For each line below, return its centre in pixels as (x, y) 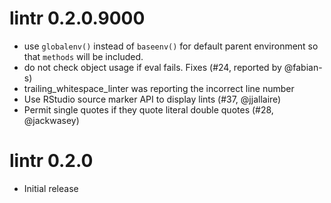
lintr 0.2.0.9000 (77, 18)
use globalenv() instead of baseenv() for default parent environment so (171, 46)
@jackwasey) (51, 120)
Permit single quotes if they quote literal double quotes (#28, (148, 109)
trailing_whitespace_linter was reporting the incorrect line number (159, 88)
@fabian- (303, 67)
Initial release (51, 188)
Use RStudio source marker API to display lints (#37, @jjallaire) (152, 99)
